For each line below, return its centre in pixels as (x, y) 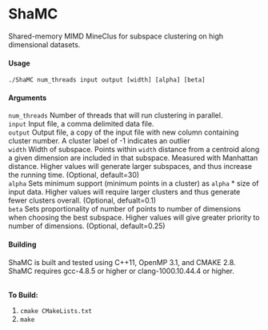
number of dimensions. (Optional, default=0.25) (87, 226)
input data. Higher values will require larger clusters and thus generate (124, 192)
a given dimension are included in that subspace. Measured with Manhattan (133, 158)
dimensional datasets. (44, 44)
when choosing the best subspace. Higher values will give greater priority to (134, 218)
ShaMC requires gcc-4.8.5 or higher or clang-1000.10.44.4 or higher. (121, 271)
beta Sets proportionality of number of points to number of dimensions (125, 209)
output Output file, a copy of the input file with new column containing (124, 132)
